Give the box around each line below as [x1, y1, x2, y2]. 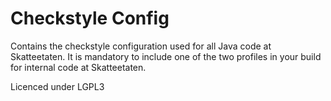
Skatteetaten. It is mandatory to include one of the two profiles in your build [10, 50, 322, 62]
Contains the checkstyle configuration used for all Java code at [10, 40, 272, 52]
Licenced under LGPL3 [10, 80, 105, 92]
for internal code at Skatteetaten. [10, 61, 147, 73]
